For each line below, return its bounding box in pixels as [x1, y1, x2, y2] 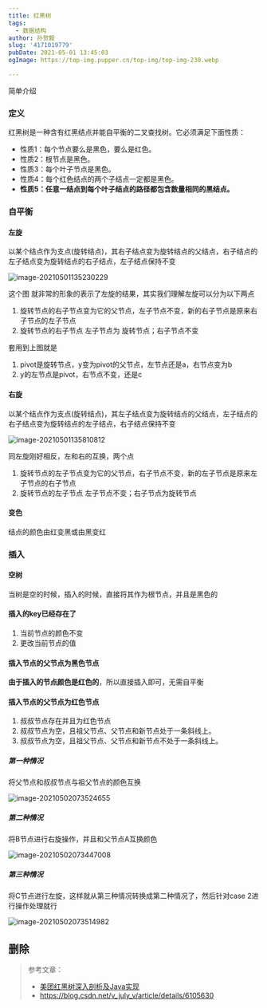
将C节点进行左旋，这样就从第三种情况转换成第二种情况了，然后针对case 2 [8, 891, 253, 901]
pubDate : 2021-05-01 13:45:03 [8, 49, 109, 57]
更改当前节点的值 [19, 639, 77, 648]
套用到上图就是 [8, 343, 57, 352]
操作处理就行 [14, 901, 57, 911]
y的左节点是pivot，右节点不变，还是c [19, 370, 143, 380]
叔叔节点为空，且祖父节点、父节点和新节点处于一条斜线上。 [19, 726, 216, 736]
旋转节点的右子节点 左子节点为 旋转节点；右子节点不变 [19, 326, 199, 336]
